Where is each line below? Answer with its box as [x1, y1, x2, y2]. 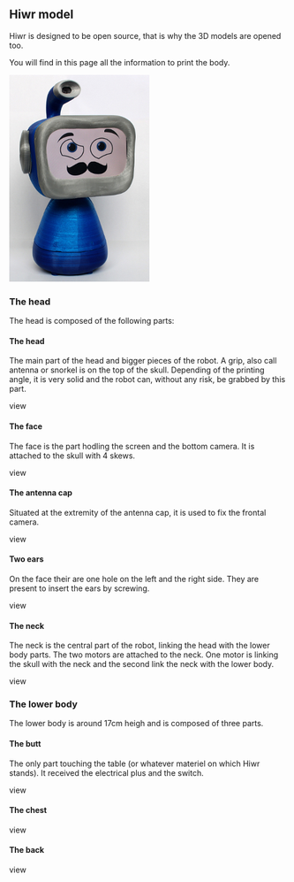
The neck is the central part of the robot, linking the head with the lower [9, 640, 271, 651]
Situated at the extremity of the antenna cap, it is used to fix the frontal [9, 507, 267, 518]
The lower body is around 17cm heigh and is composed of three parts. [9, 718, 264, 729]
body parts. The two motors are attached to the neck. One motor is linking [9, 649, 279, 660]
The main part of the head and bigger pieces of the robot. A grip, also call [9, 356, 277, 366]
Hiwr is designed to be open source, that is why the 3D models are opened [9, 30, 282, 41]
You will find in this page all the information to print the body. [9, 57, 230, 67]
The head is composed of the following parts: [9, 316, 175, 326]
